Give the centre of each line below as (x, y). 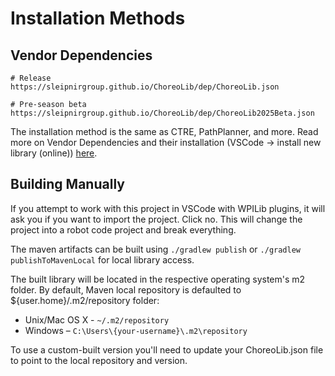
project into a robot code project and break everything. (123, 229)
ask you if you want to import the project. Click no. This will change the (156, 219)
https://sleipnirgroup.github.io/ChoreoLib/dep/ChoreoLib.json (145, 87)
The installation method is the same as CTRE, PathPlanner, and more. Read (164, 131)
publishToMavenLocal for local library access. (102, 259)
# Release (31, 78)
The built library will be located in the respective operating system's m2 (158, 279)
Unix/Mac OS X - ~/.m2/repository (97, 319)
